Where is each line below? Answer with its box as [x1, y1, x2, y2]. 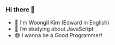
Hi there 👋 [5, 5, 36, 14]
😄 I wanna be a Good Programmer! [14, 32, 102, 39]
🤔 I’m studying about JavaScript [14, 25, 94, 32]
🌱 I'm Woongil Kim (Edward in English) [14, 19, 110, 26]
